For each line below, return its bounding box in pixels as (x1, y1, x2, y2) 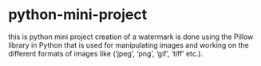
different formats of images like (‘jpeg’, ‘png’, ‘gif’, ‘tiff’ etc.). (8, 49, 204, 58)
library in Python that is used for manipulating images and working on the (8, 40, 249, 49)
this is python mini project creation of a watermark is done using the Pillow (8, 32, 254, 41)
